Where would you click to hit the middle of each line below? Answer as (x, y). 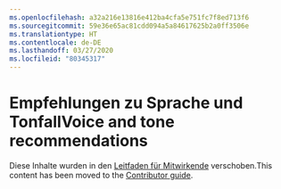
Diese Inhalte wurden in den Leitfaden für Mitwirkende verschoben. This (141, 165)
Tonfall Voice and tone (92, 122)
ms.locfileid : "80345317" (57, 59)
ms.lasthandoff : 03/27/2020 (62, 51)
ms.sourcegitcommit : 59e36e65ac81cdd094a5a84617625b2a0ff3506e (129, 26)
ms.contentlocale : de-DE (55, 42)
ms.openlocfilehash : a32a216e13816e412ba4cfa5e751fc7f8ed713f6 (129, 17)
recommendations (79, 141)
